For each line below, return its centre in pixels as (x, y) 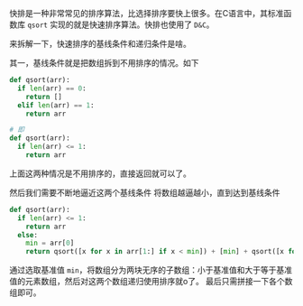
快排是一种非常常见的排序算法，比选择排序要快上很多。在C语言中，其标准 (147, 13)
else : (28, 235)
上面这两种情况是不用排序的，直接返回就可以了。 (100, 173)
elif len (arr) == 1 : (56, 105)
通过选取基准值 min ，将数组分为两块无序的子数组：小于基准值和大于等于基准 (151, 270)
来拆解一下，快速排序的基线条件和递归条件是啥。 (100, 44)
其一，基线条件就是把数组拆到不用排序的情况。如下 (104, 63)
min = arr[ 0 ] (50, 243)
